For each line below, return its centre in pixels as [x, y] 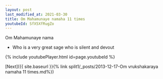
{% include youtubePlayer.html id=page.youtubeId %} [60, 57]
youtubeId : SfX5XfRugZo [30, 24]
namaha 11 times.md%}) [30, 72]
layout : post [19, 10]
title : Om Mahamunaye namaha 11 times [45, 19]
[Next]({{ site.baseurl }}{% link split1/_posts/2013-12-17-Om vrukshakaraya [82, 67]
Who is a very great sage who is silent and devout [63, 47]
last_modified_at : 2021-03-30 [36, 14]
